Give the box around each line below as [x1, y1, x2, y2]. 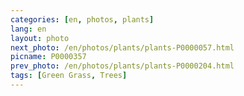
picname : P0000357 [10, 52, 87, 62]
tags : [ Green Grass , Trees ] [10, 71, 128, 81]
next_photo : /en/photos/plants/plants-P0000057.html [10, 42, 235, 53]
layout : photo [10, 33, 70, 43]
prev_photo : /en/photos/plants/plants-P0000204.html [10, 61, 235, 71]
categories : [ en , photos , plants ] [10, 14, 155, 25]
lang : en [10, 24, 47, 34]
